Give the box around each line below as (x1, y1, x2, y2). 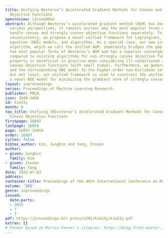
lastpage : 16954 (5, 123, 39, 128)
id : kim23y (5, 100, 28, 105)
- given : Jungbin (5, 151, 41, 156)
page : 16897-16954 (5, 128, 43, 133)
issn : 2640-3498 (5, 95, 39, 100)
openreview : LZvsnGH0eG (5, 16, 55, 21)
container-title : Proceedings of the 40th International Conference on (5, 179, 157, 184)
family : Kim (9, 156, 35, 161)
